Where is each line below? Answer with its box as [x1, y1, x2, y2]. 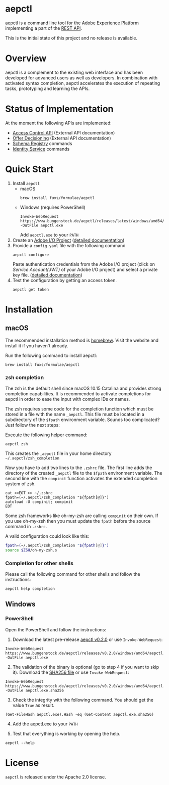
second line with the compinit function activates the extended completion [5, 476, 157, 482]
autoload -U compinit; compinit [5, 499, 73, 504]
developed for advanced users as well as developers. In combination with [5, 74, 157, 81]
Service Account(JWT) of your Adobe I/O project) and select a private [12, 266, 158, 272]
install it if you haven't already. [5, 342, 68, 349]
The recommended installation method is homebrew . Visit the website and [5, 337, 159, 343]
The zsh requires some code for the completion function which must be [5, 406, 154, 412]
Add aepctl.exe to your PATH [20, 232, 79, 238]
